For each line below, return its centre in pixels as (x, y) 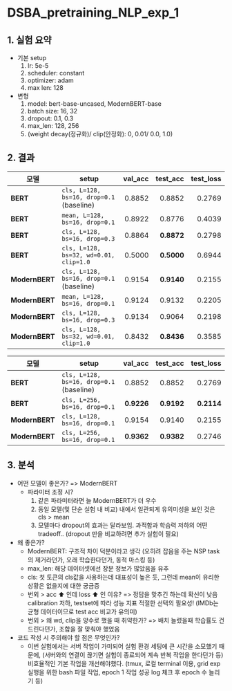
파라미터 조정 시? (50, 492)
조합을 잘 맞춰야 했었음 (89, 629)
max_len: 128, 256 (53, 126)
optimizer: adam (50, 80)
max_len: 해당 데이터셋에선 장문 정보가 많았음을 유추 (98, 568)
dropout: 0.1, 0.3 (50, 118)
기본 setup (32, 58)
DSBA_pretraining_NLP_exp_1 (93, 13)
